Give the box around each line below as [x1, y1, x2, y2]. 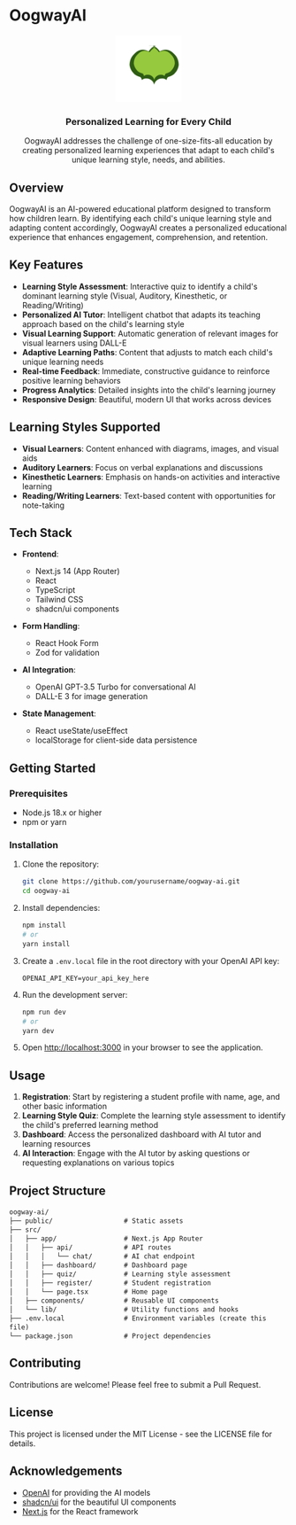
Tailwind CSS [34, 595, 84, 605]
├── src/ [9, 1225, 42, 1234]
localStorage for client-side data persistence [34, 735, 198, 745]
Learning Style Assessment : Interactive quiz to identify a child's [21, 281, 258, 292]
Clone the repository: [21, 859, 100, 869]
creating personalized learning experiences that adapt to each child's [21, 145, 276, 156]
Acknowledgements [9, 1464, 123, 1479]
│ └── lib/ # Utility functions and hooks [9, 1305, 239, 1314]
